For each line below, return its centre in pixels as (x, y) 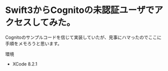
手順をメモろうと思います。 (34, 43)
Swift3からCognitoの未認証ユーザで (80, 10)
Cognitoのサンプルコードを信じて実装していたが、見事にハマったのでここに (83, 37)
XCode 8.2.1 (25, 64)
